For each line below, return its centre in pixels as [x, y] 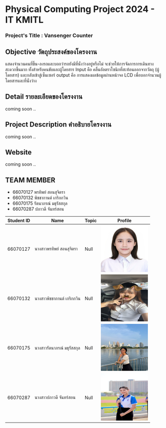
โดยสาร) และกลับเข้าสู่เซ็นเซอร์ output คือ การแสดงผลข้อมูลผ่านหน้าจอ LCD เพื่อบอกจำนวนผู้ [83, 75]
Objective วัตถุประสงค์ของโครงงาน [51, 52]
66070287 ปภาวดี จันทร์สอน [38, 209]
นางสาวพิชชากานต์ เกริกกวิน [57, 298]
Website [18, 152]
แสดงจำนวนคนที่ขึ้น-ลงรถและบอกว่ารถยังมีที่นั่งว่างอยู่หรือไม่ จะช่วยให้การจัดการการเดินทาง [79, 64]
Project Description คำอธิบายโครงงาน [58, 124]
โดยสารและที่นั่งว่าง [21, 81]
